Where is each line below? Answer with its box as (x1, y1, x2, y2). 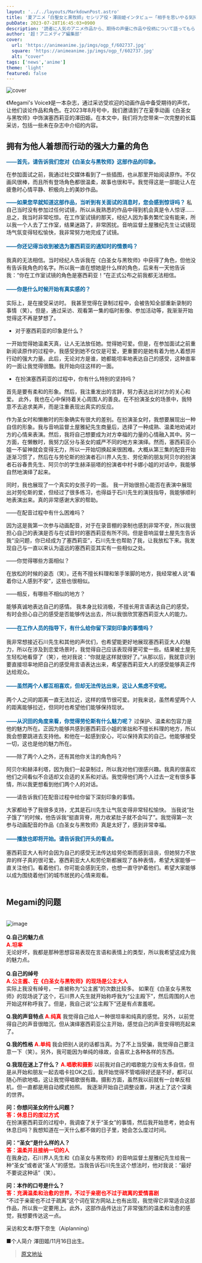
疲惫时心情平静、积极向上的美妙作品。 (6, 186, 101, 193)
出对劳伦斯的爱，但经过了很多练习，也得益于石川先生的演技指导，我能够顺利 (6, 489, 196, 496)
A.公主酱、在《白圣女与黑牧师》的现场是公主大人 (6, 977, 128, 985)
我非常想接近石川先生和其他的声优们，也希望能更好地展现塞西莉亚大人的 (6, 638, 185, 646)
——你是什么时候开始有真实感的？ (6, 286, 91, 293)
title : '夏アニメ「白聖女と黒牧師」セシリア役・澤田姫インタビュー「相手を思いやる (6, 14, 189, 20)
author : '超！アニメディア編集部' (6, 31, 82, 37)
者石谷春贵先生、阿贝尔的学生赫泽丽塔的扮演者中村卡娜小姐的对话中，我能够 (6, 461, 196, 468)
